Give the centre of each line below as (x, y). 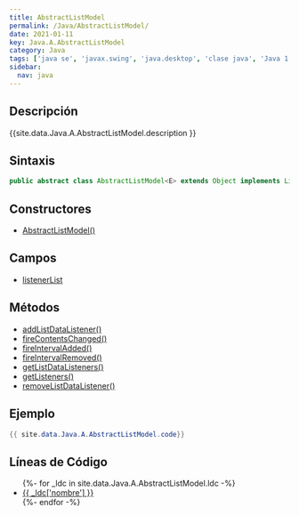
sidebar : (25, 68)
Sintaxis (32, 161)
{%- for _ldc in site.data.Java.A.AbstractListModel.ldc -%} (129, 483)
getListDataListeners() (63, 366)
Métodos (35, 308)
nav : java (35, 76)
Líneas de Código (59, 462)
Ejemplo (32, 414)
